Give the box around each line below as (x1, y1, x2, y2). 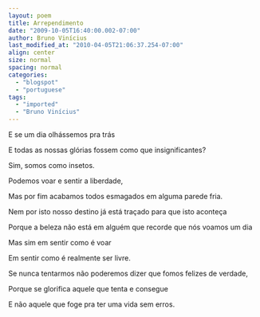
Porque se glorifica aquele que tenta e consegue (8, 284, 169, 293)
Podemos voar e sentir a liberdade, (8, 176, 124, 186)
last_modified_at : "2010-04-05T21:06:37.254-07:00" (8, 41, 183, 49)
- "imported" (15, 100, 59, 108)
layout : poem (8, 11, 52, 20)
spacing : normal (8, 64, 62, 72)
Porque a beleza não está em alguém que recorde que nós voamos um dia (8, 222, 253, 232)
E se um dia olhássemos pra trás (8, 130, 116, 139)
